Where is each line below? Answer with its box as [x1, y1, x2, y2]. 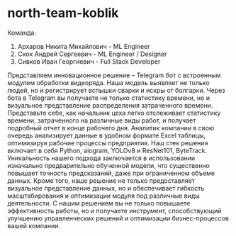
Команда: [7, 28, 37, 37]
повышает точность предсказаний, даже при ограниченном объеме [7, 169, 215, 177]
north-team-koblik [7, 5, 119, 21]
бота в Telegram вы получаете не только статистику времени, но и [7, 94, 210, 102]
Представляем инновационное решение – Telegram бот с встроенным [7, 71, 221, 79]
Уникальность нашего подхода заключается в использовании [7, 154, 196, 162]
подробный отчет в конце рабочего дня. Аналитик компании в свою [7, 123, 215, 132]
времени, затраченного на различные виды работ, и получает [7, 116, 196, 125]
